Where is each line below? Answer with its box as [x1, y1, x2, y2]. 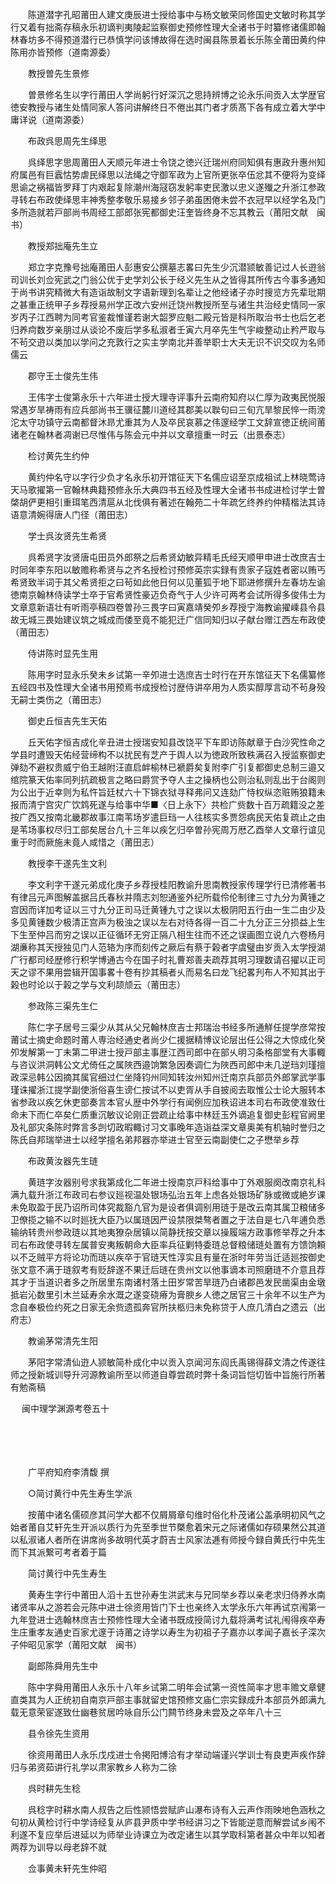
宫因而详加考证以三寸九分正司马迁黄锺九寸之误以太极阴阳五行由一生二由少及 [10, 904, 326, 915]
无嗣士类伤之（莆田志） [10, 694, 107, 705]
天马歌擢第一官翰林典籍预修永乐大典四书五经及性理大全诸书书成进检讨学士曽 [10, 484, 326, 495]
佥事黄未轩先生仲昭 [27, 1863, 107, 1874]
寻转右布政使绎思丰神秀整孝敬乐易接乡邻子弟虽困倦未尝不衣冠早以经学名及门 [10, 194, 326, 205]
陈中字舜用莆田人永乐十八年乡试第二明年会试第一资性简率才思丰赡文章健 [27, 1681, 326, 1693]
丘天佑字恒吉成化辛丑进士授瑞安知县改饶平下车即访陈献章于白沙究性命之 [27, 736, 326, 748]
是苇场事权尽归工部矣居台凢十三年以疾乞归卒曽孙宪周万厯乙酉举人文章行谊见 [10, 824, 326, 835]
